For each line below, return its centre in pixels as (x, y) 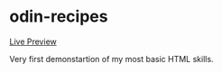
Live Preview (33, 41)
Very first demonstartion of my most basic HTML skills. (111, 59)
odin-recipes (59, 17)
